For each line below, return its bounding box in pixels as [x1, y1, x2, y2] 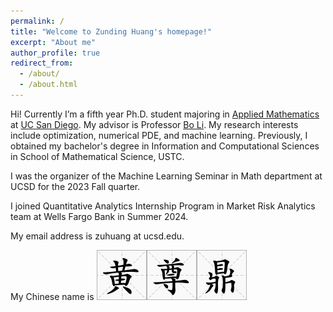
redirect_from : [10, 58, 74, 69]
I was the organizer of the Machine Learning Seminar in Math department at [10, 170, 323, 182]
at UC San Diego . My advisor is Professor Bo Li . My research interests [10, 118, 299, 130]
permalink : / [10, 16, 65, 26]
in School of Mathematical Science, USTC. [10, 150, 185, 162]
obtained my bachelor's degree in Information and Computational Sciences [10, 140, 320, 152]
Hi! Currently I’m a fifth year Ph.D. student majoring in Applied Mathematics [10, 108, 320, 120]
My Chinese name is [10, 290, 95, 302]
